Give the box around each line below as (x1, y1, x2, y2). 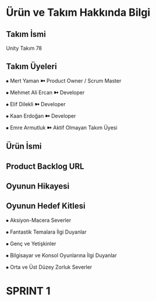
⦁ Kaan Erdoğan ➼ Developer (6, 112, 76, 119)
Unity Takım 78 (6, 45, 42, 52)
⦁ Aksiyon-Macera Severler (6, 217, 72, 224)
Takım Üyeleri (6, 61, 57, 71)
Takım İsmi (6, 29, 47, 39)
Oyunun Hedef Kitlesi (6, 201, 86, 211)
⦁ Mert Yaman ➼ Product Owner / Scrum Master (6, 77, 122, 84)
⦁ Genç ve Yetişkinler (6, 240, 56, 247)
